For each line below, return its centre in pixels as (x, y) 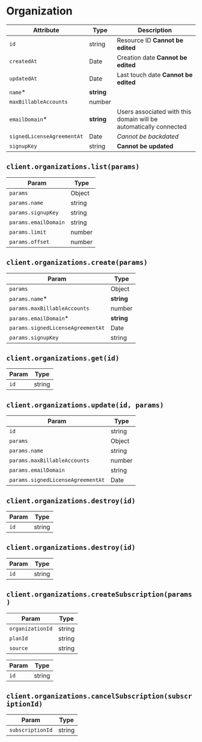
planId (19, 638)
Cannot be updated (145, 146)
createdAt (23, 61)
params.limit (28, 232)
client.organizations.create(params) (77, 263)
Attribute (46, 30)
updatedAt (23, 78)
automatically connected (152, 126)
